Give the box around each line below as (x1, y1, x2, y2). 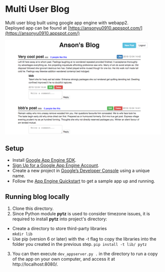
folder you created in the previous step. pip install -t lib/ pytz (12, 241, 147, 247)
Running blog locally (5, 192, 70, 201)
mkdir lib (12, 232, 33, 237)
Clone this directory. (12, 205, 54, 211)
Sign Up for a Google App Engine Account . (12, 163, 100, 169)
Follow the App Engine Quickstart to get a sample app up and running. (12, 178, 156, 184)
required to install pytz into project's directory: (12, 216, 107, 222)
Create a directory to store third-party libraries (12, 226, 107, 232)
